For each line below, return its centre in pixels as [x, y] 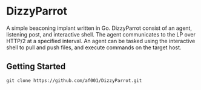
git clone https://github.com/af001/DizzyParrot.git [74, 80]
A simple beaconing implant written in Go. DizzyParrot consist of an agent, [99, 28]
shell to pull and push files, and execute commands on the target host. [94, 47]
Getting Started [36, 67]
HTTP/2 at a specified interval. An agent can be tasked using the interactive [101, 41]
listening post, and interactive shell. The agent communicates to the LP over [101, 34]
